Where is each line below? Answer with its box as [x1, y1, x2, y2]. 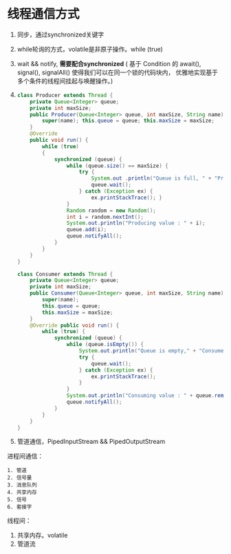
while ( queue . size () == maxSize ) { [66, 162, 168, 169]
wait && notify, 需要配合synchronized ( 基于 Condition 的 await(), [16, 59, 201, 67]
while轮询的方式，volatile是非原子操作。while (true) [16, 45, 164, 53]
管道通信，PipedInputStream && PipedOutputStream [16, 438, 166, 446]
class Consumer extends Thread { [16, 270, 113, 277]
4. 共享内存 [7, 489, 38, 496]
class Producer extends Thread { [16, 92, 113, 98]
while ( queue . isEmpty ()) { [66, 341, 144, 348]
